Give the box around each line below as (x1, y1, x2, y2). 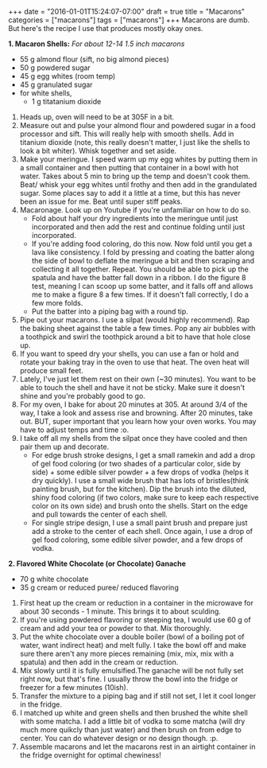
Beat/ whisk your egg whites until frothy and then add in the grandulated (19, 180, 257, 189)
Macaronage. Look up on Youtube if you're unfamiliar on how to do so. (19, 205, 251, 214)
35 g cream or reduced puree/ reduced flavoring (19, 583, 179, 592)
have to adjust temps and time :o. (19, 425, 130, 435)
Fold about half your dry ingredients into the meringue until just (31, 214, 238, 223)
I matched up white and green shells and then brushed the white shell (19, 708, 248, 717)
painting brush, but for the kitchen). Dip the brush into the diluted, (31, 485, 247, 493)
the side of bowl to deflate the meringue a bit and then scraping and (31, 256, 255, 265)
